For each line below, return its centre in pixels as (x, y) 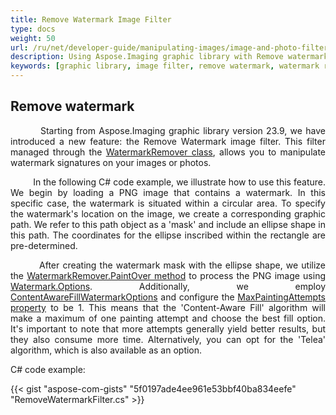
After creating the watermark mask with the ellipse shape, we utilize (182, 265)
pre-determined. (44, 245)
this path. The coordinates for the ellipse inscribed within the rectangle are (168, 235)
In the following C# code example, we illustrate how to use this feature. (179, 182)
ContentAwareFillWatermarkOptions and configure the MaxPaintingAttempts (168, 297)
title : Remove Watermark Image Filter (91, 19)
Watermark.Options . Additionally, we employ (168, 286)
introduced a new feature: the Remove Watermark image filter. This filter (168, 141)
